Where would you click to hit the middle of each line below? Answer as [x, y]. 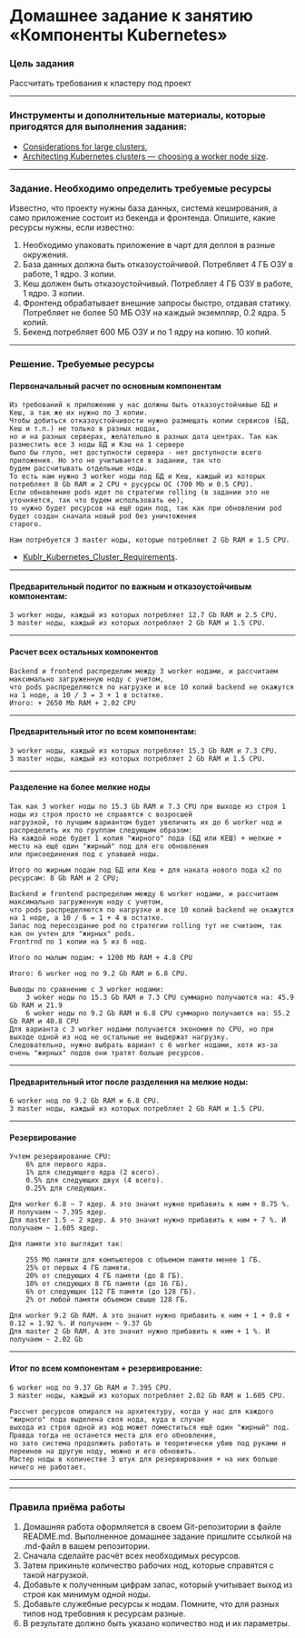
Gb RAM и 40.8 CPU [44, 1022]
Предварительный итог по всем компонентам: [103, 732]
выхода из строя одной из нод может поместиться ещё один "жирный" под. [150, 1427]
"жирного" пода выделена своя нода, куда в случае [107, 1419]
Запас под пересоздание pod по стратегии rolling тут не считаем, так [146, 926]
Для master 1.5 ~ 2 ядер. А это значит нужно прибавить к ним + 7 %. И [148, 1220]
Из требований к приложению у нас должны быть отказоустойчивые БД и [144, 405]
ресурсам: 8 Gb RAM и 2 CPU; [64, 878]
